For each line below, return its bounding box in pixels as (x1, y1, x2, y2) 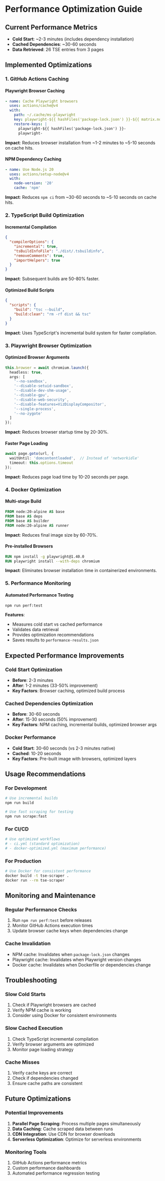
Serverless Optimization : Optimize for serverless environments (12, 1136, 141, 1142)
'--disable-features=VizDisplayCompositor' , (14, 402, 107, 407)
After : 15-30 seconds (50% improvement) (12, 716, 97, 722)
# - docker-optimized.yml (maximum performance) (5, 846, 107, 851)
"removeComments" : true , (14, 253, 65, 258)
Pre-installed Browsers (5, 543, 53, 549)
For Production (5, 858, 42, 864)
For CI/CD (5, 826, 29, 832)
